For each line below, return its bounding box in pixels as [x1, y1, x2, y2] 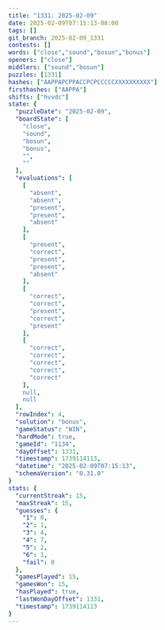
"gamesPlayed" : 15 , [15, 573, 80, 581]
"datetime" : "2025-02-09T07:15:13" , [15, 462, 136, 470]
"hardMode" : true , [15, 432, 77, 441]
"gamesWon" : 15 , [15, 581, 69, 589]
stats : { [8, 484, 37, 493]
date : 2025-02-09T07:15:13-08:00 [8, 19, 119, 27]
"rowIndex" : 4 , [15, 411, 66, 419]
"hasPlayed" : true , [15, 588, 80, 596]
